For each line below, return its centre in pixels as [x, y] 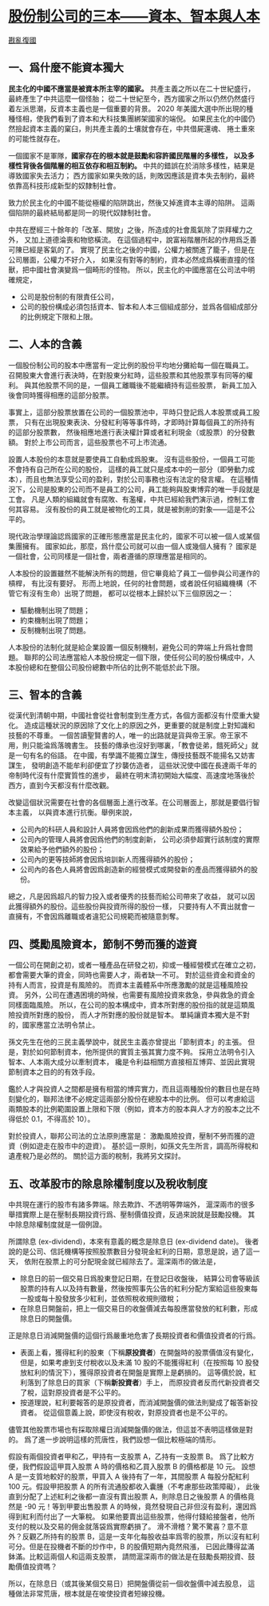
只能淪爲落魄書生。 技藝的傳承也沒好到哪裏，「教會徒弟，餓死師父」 [140, 746]
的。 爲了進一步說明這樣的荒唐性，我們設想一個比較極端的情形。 [114, 1440]
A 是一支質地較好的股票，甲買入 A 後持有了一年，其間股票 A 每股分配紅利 [129, 1476]
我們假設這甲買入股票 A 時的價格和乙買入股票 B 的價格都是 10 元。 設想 [138, 1466]
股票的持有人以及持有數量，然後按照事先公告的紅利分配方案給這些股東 [135, 1288]
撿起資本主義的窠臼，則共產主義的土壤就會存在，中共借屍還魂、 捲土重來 [135, 128]
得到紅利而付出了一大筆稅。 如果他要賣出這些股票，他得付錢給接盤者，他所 [132, 1516]
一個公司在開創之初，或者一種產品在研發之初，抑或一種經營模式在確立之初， [134, 965]
